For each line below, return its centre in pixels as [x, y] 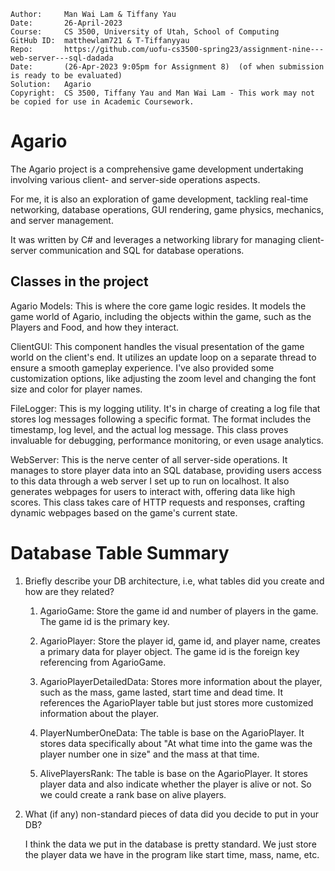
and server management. [62, 220]
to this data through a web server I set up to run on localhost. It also [150, 481]
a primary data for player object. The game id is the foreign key [169, 651]
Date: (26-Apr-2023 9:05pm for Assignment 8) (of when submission [167, 67]
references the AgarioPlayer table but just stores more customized [176, 702]
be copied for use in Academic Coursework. [102, 102]
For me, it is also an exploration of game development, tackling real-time [159, 199]
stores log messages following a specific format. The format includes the [161, 419]
